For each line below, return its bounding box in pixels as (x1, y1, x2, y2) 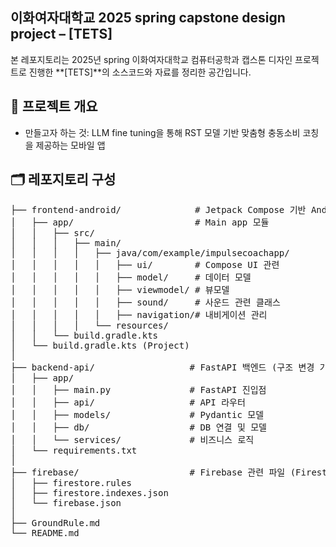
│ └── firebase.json (10, 498, 122, 509)
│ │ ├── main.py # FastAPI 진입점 (10, 384, 267, 396)
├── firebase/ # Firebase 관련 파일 (10, 467, 286, 478)
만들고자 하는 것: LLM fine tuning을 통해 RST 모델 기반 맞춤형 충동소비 (24, 126, 301, 138)
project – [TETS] (10, 26, 113, 43)
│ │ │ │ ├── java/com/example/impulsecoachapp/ (10, 248, 290, 259)
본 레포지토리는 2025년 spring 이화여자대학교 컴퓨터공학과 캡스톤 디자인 (10, 53, 293, 65)
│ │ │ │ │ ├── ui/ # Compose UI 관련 (10, 259, 280, 271)
